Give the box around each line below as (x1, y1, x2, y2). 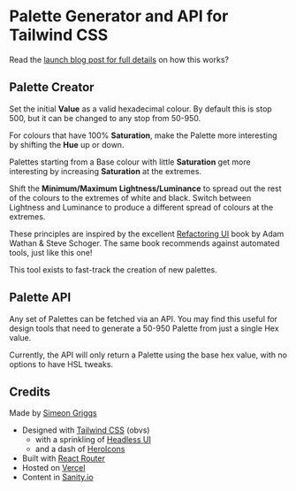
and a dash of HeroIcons (34, 444, 125, 455)
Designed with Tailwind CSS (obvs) (21, 425, 150, 435)
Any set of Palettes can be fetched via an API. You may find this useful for (9, 313, 278, 324)
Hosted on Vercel (21, 463, 86, 473)
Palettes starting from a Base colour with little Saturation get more (9, 157, 251, 167)
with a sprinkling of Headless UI (34, 434, 152, 445)
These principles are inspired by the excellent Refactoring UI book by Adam (9, 228, 285, 239)
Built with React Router (21, 453, 106, 464)
